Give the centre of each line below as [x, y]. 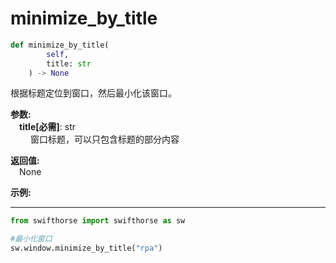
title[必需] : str [47, 127]
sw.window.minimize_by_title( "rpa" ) [86, 248]
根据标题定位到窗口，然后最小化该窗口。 [93, 93]
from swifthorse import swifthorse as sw [98, 221]
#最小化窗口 [31, 239]
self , [58, 54]
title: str [69, 63]
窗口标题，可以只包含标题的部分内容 [104, 139]
